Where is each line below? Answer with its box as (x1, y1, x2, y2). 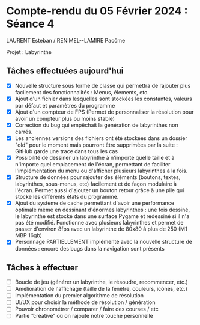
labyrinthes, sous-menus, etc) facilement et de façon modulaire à (14, 180, 177, 187)
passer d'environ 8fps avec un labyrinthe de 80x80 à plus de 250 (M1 (14, 225, 187, 232)
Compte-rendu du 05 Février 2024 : (6, 4, 188, 18)
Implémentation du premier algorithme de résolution (14, 292, 144, 299)
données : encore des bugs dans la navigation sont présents (14, 245, 165, 252)
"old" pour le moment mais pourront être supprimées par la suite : (14, 141, 178, 148)
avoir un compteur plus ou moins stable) (14, 115, 115, 122)
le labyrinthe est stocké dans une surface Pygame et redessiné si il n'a (14, 213, 190, 220)
